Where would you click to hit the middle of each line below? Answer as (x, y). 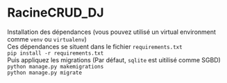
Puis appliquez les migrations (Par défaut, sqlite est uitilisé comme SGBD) (114, 59)
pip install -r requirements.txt (56, 53)
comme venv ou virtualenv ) (47, 39)
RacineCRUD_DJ (56, 13)
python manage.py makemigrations (56, 66)
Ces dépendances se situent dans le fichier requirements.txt (95, 46)
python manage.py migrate (44, 73)
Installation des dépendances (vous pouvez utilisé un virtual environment (112, 32)
